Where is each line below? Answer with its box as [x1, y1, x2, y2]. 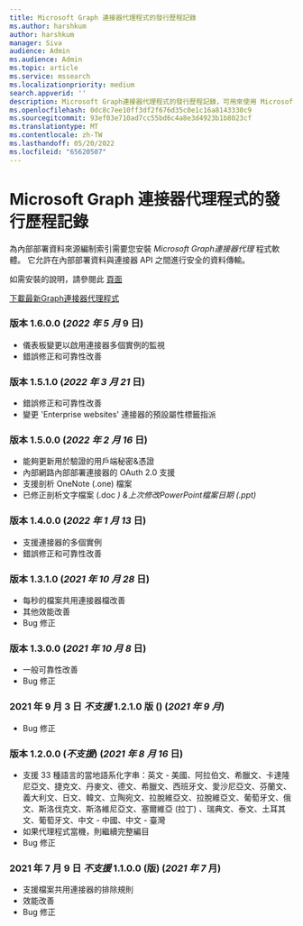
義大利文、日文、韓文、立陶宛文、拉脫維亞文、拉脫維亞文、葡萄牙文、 [22, 792, 284, 802]
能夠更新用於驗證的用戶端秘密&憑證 [22, 456, 155, 467]
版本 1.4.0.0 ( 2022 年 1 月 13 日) [9, 515, 147, 527]
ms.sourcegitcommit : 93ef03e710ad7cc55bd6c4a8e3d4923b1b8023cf [9, 114, 252, 123]
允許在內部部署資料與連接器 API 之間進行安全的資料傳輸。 [34, 254, 251, 265]
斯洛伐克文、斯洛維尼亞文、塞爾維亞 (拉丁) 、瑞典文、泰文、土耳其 [38, 803, 286, 814]
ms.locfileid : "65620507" [9, 147, 106, 156]
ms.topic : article [9, 64, 78, 73]
